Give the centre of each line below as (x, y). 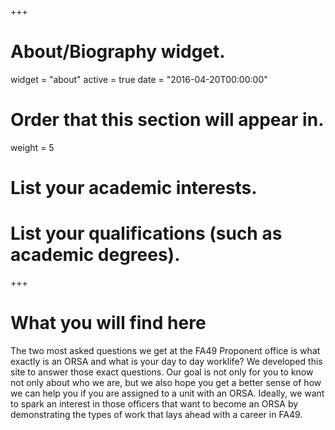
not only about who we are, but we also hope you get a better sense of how (166, 382)
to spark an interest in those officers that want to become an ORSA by (154, 403)
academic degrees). (95, 255)
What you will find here (108, 323)
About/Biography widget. (118, 52)
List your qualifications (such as (146, 233)
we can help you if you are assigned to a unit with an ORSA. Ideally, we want (167, 393)
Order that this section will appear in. (167, 120)
